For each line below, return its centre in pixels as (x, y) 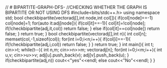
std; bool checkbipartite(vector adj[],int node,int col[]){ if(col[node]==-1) (79, 18)
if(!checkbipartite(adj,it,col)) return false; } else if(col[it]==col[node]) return (82, 28)
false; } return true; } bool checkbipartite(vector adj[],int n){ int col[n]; (76, 34)
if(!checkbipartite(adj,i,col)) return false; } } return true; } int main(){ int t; (79, 44)
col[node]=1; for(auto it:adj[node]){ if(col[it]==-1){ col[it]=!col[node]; (75, 23)
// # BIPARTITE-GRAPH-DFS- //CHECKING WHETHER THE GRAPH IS (76, 7)
